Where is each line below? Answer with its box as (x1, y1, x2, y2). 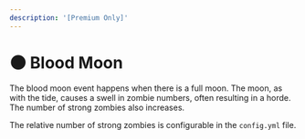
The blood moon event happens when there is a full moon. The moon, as (9, 83, 283, 94)
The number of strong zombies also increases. (9, 102, 185, 113)
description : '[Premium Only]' (9, 13, 129, 23)
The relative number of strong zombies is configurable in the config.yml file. (9, 119, 297, 130)
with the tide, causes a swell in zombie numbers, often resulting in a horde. (9, 92, 291, 103)
